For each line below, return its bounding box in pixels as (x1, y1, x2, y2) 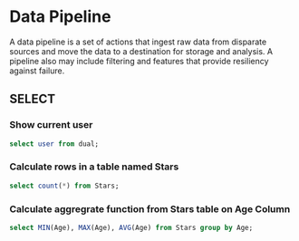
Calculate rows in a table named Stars (9, 160, 179, 173)
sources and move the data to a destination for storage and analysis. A (9, 45, 274, 56)
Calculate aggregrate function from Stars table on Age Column (9, 202, 291, 215)
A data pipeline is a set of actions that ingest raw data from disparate (9, 36, 267, 47)
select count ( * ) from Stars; (9, 181, 120, 190)
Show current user (9, 119, 93, 131)
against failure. (9, 65, 65, 76)
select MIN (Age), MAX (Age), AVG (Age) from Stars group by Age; (9, 223, 254, 232)
